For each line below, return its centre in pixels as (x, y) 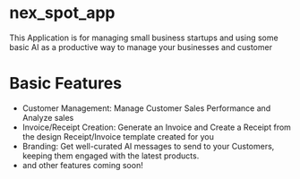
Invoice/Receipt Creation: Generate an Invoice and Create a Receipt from (156, 127)
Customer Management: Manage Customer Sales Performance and (146, 108)
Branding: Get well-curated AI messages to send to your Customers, (148, 146)
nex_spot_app (62, 13)
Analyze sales (48, 117)
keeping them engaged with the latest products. (111, 156)
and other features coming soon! (82, 165)
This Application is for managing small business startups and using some (144, 38)
